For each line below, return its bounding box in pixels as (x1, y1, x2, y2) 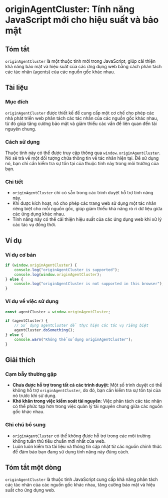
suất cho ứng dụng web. (5, 487, 55, 493)
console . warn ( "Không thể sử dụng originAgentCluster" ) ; (14, 337, 133, 342)
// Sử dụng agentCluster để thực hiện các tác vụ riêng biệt (14, 323, 149, 328)
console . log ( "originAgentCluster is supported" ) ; (14, 267, 120, 272)
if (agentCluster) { (5, 318, 48, 323)
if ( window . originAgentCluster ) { (5, 263, 77, 268)
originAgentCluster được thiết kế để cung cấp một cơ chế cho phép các (5, 109, 154, 116)
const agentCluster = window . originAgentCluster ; (5, 309, 111, 314)
